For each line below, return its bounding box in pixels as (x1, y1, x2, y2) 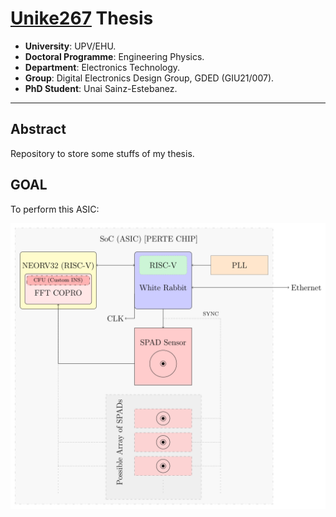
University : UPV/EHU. (24, 40, 117, 52)
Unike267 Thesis (10, 7, 154, 30)
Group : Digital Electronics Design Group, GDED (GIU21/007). (24, 72, 275, 84)
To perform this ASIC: (10, 203, 100, 215)
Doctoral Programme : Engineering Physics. (24, 50, 205, 62)
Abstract (10, 121, 67, 138)
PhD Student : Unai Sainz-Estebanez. (24, 82, 178, 94)
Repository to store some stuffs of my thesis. (10, 147, 195, 159)
